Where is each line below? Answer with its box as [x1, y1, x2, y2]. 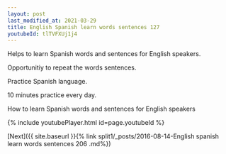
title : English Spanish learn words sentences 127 [7, 23, 160, 31]
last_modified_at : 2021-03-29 [7, 17, 97, 24]
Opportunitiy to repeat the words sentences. [7, 63, 137, 72]
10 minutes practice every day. [7, 91, 97, 99]
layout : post [7, 10, 46, 18]
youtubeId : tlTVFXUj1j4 [7, 30, 78, 38]
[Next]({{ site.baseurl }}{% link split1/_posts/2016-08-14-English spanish [7, 132, 220, 141]
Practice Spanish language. [7, 77, 87, 86]
